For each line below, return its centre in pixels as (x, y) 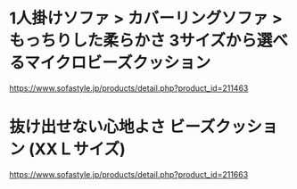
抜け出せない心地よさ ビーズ (112, 127)
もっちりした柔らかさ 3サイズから (133, 41)
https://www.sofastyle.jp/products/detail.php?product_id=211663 (129, 174)
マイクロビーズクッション (117, 63)
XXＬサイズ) (80, 149)
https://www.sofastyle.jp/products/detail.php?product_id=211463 (129, 88)
